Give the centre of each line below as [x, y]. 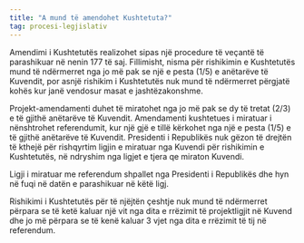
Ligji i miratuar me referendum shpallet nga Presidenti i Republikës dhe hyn [149, 174]
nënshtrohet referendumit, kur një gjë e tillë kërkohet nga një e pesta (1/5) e [151, 127]
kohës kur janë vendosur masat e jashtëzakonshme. [107, 91]
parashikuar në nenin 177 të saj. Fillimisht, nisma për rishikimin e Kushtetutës [152, 62]
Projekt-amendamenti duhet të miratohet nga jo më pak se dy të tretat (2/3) [150, 108]
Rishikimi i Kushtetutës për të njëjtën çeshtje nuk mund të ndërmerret [138, 201]
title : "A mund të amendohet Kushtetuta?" [91, 18]
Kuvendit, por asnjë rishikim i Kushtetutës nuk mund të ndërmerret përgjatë [150, 81]
